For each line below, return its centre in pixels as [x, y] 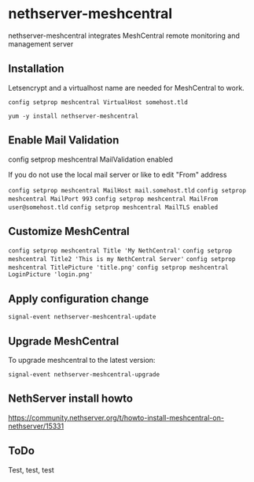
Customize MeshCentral [69, 231]
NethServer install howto [71, 399]
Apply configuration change [79, 299]
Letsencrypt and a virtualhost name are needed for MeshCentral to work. [127, 88]
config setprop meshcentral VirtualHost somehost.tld [98, 102]
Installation [36, 69]
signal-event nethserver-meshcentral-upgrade [84, 375]
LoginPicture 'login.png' [50, 275]
